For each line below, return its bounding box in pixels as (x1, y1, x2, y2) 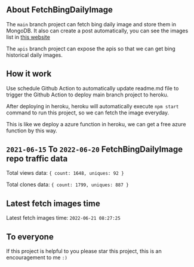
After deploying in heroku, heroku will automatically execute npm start (6, 102, 179, 110)
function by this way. (6, 127, 58, 134)
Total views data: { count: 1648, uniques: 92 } (6, 169, 124, 177)
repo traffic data (6, 154, 68, 164)
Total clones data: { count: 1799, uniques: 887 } (6, 181, 130, 188)
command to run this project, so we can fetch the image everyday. (6, 109, 170, 116)
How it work (6, 69, 52, 79)
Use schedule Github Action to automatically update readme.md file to (6, 84, 179, 92)
